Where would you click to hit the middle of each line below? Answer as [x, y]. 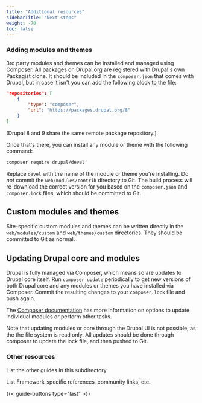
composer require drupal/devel [46, 162]
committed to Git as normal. [41, 239]
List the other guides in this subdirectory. [57, 370]
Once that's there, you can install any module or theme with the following [97, 144]
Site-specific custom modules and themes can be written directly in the [95, 227]
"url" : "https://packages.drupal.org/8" [79, 110]
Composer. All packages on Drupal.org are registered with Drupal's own [96, 69]
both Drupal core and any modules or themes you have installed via [90, 286]
